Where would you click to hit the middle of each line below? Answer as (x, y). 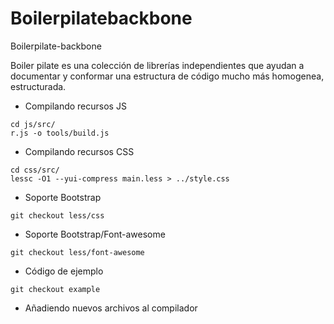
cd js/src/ (33, 124)
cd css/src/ (35, 170)
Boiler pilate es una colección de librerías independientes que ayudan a (157, 65)
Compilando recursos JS (75, 106)
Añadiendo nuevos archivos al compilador (111, 308)
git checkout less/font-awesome (77, 252)
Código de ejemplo (64, 271)
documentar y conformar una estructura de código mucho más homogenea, (167, 76)
